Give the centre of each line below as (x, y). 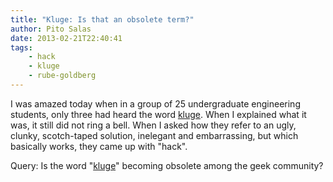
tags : (21, 47)
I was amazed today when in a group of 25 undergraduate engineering (155, 103)
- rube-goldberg (62, 76)
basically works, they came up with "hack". (99, 146)
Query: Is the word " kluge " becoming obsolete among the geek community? (167, 165)
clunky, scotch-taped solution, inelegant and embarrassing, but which (154, 135)
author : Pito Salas (51, 29)
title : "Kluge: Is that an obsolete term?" (102, 19)
